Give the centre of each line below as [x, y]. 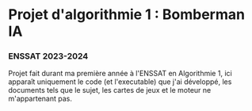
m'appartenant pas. [40, 99]
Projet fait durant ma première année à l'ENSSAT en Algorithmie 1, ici [120, 74]
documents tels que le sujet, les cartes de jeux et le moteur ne [110, 90]
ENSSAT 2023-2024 [48, 56]
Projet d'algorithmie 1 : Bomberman [127, 15]
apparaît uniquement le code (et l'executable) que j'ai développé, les [120, 82]
